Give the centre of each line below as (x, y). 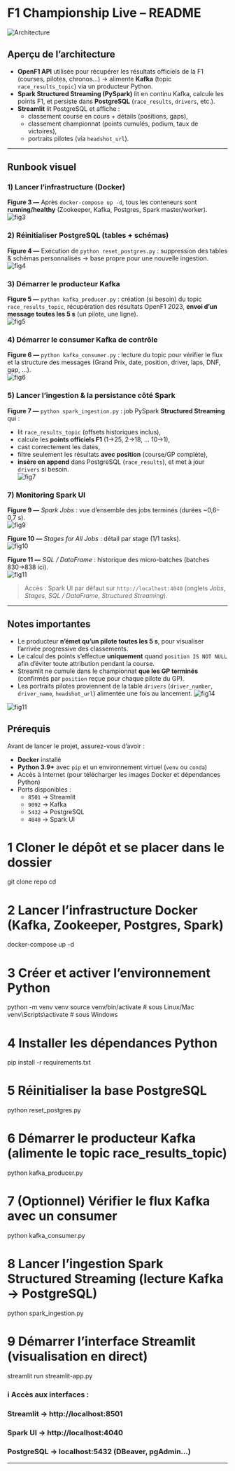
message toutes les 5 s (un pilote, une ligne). (73, 314)
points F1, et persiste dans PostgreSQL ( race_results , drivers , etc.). (116, 101)
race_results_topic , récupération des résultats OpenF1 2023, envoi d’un (113, 307)
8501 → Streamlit (51, 797)
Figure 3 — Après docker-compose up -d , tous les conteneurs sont (102, 202)
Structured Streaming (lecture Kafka (115, 1279)
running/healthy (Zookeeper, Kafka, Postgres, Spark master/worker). (107, 210)
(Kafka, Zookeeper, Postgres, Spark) (115, 925)
